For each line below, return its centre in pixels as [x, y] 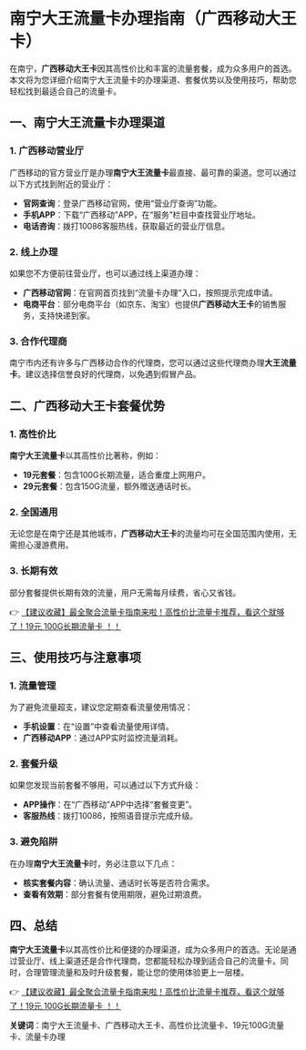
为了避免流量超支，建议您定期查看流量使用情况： [101, 708]
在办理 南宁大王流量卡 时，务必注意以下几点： [93, 863]
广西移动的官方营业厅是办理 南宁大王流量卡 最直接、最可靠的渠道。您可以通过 [153, 172]
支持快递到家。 [67, 315]
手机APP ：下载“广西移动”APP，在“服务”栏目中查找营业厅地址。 [142, 214]
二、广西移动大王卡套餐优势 [87, 406]
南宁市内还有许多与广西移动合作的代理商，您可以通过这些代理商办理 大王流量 [153, 363]
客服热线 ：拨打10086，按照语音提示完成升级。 [110, 816]
